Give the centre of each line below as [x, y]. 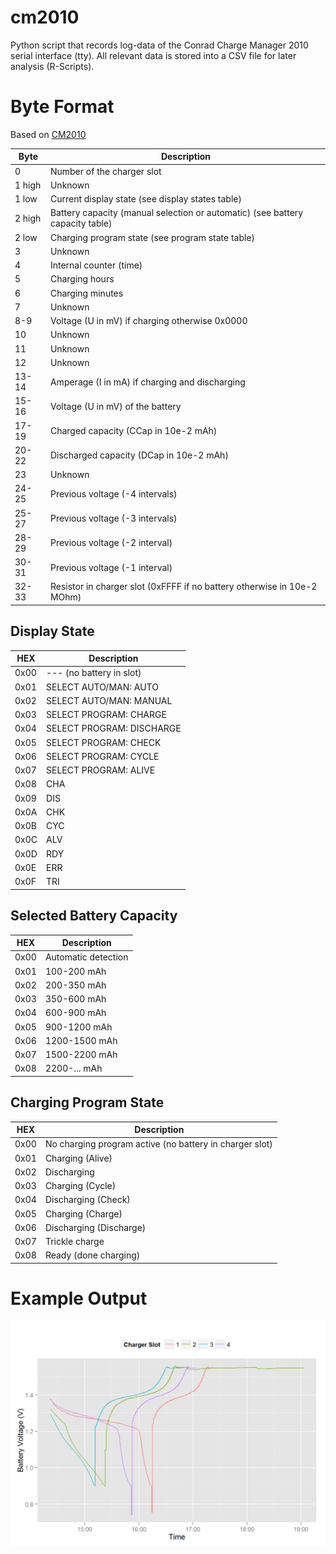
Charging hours [82, 279]
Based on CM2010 [48, 134]
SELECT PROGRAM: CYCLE [103, 756]
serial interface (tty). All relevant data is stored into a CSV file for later [153, 55]
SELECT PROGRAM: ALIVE [101, 770]
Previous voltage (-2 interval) [111, 543]
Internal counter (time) [96, 265]
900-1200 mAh [78, 1027]
